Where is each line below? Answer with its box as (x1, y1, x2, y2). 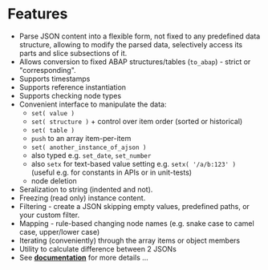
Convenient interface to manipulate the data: (18, 99, 167, 109)
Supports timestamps (18, 74, 91, 83)
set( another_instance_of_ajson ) (30, 143, 147, 151)
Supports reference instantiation (18, 82, 126, 92)
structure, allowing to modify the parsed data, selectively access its (18, 39, 242, 49)
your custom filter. (18, 210, 80, 220)
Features (7, 5, 68, 23)
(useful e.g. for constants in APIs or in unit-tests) (30, 167, 193, 177)
